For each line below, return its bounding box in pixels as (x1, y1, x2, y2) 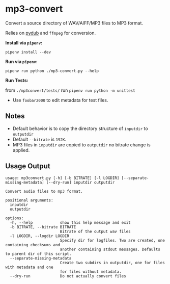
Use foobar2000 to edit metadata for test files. (12, 97, 108, 103)
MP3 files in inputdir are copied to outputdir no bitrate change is (12, 141, 151, 148)
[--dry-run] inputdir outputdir (46, 179, 115, 185)
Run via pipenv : (5, 58, 38, 64)
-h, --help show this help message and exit (10, 220, 131, 225)
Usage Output (5, 162, 51, 171)
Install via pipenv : (5, 39, 42, 46)
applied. (12, 147, 30, 153)
